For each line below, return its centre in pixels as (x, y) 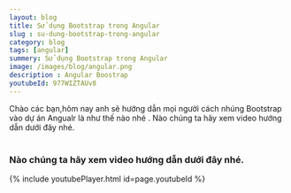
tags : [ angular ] (39, 50)
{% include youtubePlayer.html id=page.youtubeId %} (107, 179)
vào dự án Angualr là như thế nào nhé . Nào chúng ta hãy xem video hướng (145, 118)
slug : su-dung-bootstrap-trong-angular (85, 34)
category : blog (37, 42)
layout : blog (33, 17)
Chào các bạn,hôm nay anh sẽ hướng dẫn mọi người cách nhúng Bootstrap (145, 108)
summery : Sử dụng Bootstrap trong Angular (88, 58)
